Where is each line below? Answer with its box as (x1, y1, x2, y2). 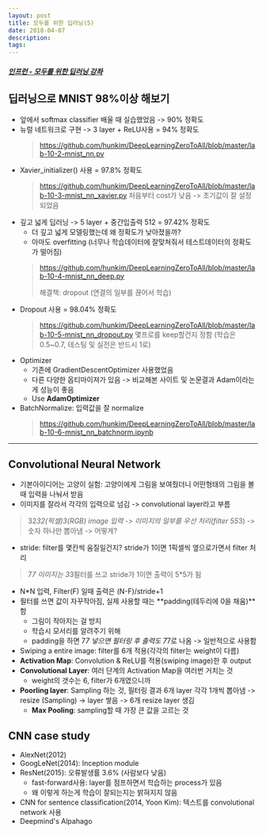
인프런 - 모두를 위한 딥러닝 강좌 (8, 67, 103, 76)
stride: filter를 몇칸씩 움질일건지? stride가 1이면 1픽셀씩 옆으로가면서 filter (19, 543, 248, 553)
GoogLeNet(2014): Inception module (19, 759, 139, 768)
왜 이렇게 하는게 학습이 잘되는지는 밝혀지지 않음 (31, 788, 178, 798)
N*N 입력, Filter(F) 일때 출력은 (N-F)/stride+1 (19, 587, 164, 596)
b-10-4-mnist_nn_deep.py (39, 271, 125, 281)
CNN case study (8, 729, 91, 742)
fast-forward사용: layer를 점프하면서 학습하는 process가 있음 (31, 778, 222, 787)
